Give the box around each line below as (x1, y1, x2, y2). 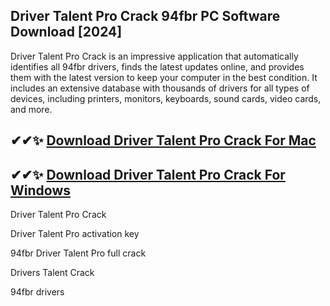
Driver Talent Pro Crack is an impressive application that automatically (10, 50, 299, 62)
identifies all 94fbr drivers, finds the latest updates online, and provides (10, 60, 305, 73)
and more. (10, 103, 53, 115)
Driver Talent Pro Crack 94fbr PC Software (10, 8, 281, 25)
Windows (10, 182, 71, 199)
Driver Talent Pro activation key (10, 228, 140, 240)
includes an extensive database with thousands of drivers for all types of (10, 82, 310, 94)
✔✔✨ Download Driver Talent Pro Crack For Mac (10, 132, 317, 149)
